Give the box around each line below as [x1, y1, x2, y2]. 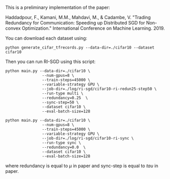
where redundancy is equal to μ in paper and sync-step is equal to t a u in [5, 163, 159, 169]
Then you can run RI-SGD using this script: [5, 58, 96, 65]
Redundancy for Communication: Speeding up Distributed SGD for [5, 20, 145, 26]
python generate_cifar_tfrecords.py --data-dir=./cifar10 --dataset [5, 45, 155, 50]
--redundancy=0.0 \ [41, 145, 86, 150]
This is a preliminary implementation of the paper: [5, 5, 110, 10]
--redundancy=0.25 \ [41, 95, 88, 101]
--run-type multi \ [41, 91, 83, 96]
